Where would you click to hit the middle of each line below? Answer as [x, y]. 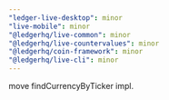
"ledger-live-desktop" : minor [66, 18]
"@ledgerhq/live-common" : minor [70, 35]
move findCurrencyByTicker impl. [71, 86]
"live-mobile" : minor [50, 26]
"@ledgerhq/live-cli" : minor [64, 60]
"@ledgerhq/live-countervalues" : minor [84, 43]
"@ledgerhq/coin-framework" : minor [76, 52]
